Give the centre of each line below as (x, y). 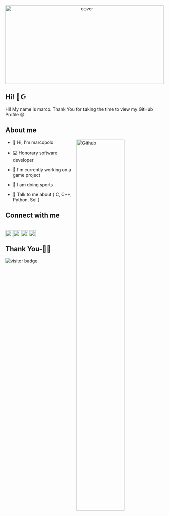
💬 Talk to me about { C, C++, (42, 194)
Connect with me (33, 216)
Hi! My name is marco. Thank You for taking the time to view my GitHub (79, 109)
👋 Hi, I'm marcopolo (33, 142)
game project (26, 175)
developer (23, 160)
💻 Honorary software (35, 153)
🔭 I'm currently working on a (42, 169)
